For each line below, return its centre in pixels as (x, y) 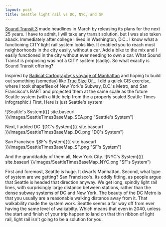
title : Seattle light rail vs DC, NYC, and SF (54, 14)
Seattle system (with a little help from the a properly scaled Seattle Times (81, 97)
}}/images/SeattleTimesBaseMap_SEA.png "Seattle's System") (69, 117)
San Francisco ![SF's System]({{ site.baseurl (51, 141)
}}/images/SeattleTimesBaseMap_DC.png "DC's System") (65, 132)
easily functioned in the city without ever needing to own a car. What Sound (83, 55)
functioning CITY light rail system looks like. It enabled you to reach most (80, 44)
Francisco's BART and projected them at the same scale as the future (77, 91)
